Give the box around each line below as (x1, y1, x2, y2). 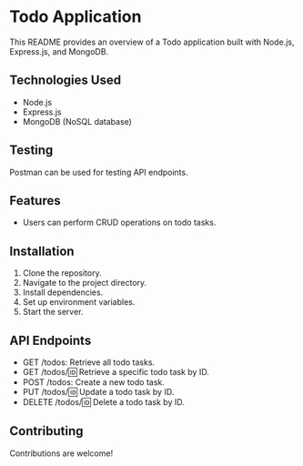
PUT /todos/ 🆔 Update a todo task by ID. (22, 387, 175, 397)
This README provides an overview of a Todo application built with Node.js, (9, 36, 295, 47)
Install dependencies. (22, 287, 104, 298)
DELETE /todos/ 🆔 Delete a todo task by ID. (22, 397, 185, 407)
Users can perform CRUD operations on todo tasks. (22, 217, 217, 228)
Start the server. (22, 307, 84, 318)
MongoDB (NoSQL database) (22, 116, 132, 127)
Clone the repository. (22, 268, 102, 279)
